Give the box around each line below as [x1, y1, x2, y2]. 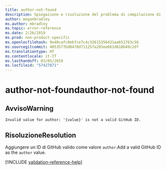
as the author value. [5, 149, 46, 155]
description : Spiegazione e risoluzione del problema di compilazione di [5, 12, 162, 17]
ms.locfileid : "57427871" [5, 63, 59, 68]
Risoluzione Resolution [5, 131, 76, 140]
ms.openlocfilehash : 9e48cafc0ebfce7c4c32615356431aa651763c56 [5, 40, 139, 45]
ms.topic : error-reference [5, 26, 61, 31]
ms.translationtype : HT [5, 49, 55, 54]
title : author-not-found [5, 7, 57, 12]
